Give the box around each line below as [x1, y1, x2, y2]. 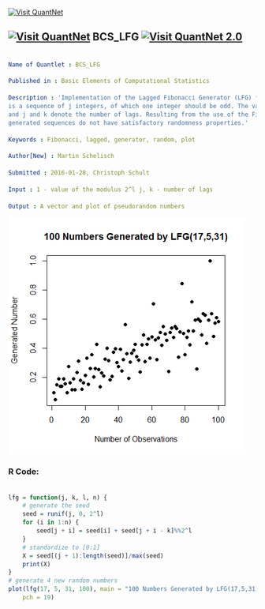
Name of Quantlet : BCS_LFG [8, 60, 101, 69]
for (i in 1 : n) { [22, 518, 80, 527]
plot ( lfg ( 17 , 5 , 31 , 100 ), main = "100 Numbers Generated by [8, 585, 214, 593]
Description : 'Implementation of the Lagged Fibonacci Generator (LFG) [8, 94, 252, 102]
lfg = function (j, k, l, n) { [8, 494, 108, 502]
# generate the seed [22, 502, 90, 509]
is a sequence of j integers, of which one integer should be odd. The [8, 103, 248, 111]
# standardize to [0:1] [22, 543, 101, 551]
